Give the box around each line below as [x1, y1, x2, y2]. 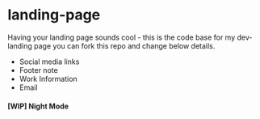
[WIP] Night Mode [7, 101, 69, 111]
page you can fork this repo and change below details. [34, 40, 216, 50]
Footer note [19, 65, 58, 74]
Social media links [19, 57, 80, 66]
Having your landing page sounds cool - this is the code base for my [7, 32, 236, 42]
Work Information [19, 74, 78, 83]
